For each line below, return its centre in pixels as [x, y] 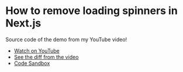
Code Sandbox [32, 63]
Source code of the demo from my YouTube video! [66, 39]
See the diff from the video [46, 57]
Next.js [23, 23]
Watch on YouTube [37, 50]
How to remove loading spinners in [91, 11]
